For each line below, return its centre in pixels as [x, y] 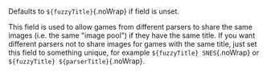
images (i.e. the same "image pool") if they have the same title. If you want [132, 35]
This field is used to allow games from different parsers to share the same [131, 27]
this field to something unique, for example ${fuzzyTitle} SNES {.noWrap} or [134, 53]
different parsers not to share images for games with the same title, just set [133, 44]
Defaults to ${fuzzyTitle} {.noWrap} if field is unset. [94, 11]
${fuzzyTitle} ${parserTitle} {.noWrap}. [77, 61]
